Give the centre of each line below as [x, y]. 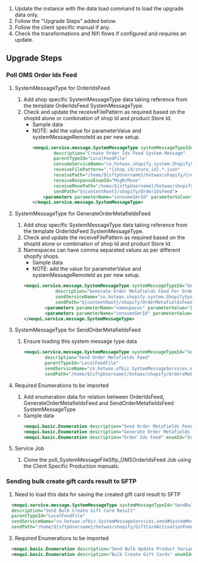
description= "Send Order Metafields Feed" [98, 358]
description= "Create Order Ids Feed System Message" [119, 153]
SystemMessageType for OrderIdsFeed [62, 88]
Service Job [29, 448]
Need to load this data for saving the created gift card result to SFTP [98, 494]
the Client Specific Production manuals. [71, 466]
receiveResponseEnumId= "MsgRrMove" [97, 180]
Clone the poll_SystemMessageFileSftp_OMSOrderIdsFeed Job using [107, 460]
